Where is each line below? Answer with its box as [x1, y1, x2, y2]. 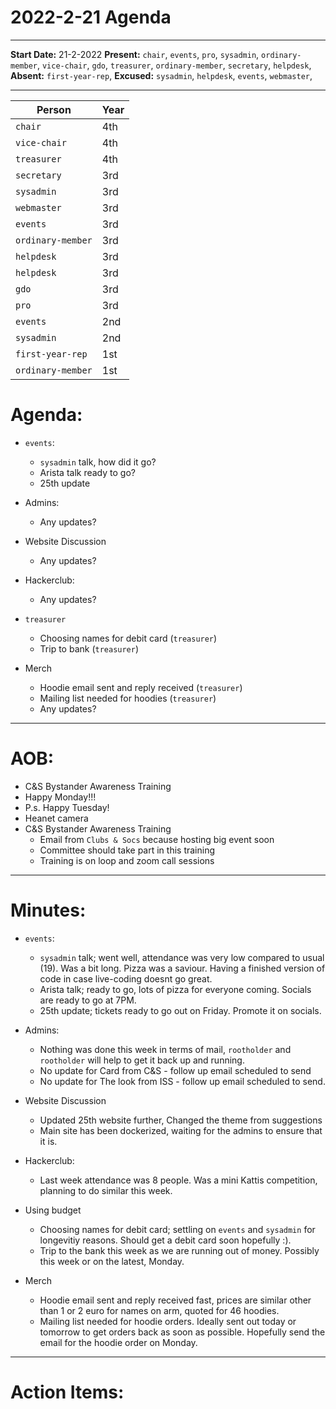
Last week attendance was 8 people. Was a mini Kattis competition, [39, 1174, 318, 1186]
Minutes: [10, 899, 87, 921]
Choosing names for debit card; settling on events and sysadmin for [39, 1223, 316, 1235]
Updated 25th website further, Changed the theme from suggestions [39, 1114, 323, 1126]
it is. [39, 1135, 58, 1147]
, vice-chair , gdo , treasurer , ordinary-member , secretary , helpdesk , [36, 59, 312, 71]
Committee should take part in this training [39, 844, 216, 856]
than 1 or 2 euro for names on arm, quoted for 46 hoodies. [39, 1304, 280, 1316]
